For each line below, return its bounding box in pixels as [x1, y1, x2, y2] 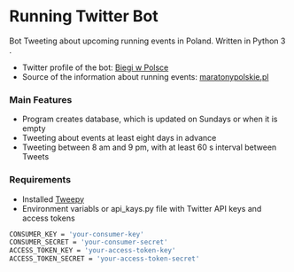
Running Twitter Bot [9, 6, 159, 27]
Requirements [9, 174, 72, 186]
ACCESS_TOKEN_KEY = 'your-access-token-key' [9, 246, 176, 255]
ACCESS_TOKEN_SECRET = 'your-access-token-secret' [9, 254, 200, 263]
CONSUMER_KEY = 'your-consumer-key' [9, 229, 144, 238]
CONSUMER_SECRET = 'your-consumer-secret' [9, 237, 168, 247]
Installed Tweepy [21, 193, 85, 205]
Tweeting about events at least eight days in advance [21, 133, 217, 144]
